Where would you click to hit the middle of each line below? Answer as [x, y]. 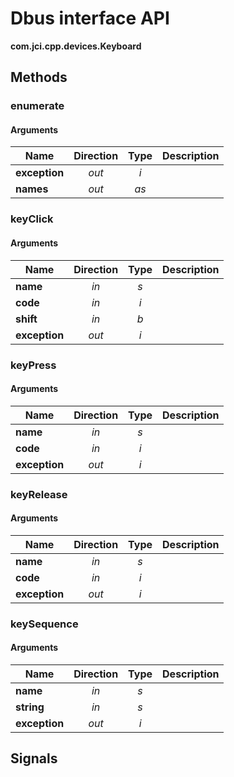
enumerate [37, 106]
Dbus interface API [90, 18]
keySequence [44, 624]
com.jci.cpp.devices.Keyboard [76, 46]
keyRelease [39, 494]
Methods [39, 77]
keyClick [32, 219]
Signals [34, 758]
